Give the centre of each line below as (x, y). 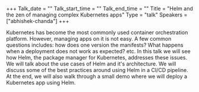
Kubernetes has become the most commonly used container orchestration (97, 32)
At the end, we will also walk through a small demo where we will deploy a (97, 76)
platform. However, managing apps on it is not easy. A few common (89, 39)
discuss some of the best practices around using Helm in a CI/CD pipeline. (97, 70)
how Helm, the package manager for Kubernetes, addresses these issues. (97, 57)
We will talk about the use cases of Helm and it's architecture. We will (91, 64)
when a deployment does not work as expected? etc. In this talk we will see (99, 51)
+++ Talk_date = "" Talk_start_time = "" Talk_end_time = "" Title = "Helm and (99, 9)
